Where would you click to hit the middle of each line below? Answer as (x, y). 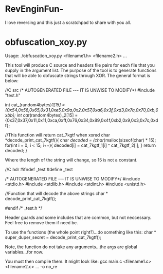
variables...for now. (24, 252)
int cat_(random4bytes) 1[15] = (35, 105)
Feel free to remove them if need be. (42, 222)
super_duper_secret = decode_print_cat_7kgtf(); (53, 237)
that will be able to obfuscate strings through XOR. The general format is (78, 75)
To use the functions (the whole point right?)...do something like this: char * (81, 232)
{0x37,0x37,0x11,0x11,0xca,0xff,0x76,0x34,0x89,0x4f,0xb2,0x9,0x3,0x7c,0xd (81, 120)
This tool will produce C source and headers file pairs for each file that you (80, 65)
